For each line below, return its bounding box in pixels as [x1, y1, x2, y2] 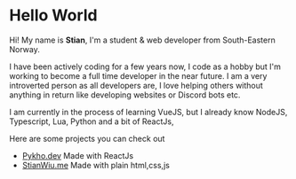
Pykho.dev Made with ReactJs [21, 150, 134, 160]
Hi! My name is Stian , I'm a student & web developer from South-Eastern [9, 35, 276, 45]
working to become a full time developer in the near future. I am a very [9, 70, 268, 81]
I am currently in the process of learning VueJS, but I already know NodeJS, [9, 106, 288, 117]
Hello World [9, 5, 98, 26]
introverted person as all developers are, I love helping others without [9, 80, 264, 90]
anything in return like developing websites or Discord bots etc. [9, 89, 241, 100]
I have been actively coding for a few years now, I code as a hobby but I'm [9, 61, 282, 72]
